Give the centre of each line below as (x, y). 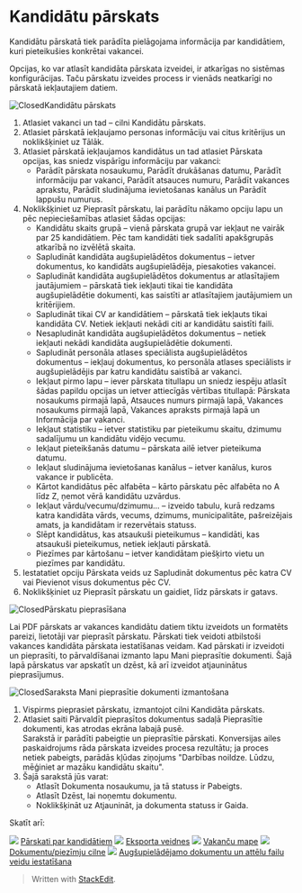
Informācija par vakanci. (80, 419)
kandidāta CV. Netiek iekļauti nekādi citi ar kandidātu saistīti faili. (155, 323)
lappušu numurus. (69, 199)
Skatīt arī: (27, 823)
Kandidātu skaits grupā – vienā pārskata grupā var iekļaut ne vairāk (160, 228)
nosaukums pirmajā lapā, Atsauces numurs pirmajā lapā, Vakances (160, 400)
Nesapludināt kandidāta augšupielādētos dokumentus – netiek (151, 333)
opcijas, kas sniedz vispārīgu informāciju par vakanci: (122, 160)
